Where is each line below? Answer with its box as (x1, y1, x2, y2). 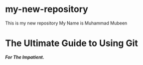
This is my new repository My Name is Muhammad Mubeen (5, 20, 128, 26)
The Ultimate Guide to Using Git (5, 37, 139, 49)
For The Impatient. (5, 54, 45, 60)
